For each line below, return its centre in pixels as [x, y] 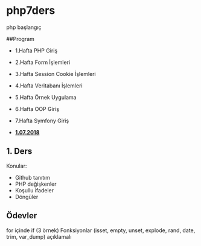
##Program [21, 39]
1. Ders [19, 151]
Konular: [17, 166]
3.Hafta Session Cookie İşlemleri [56, 74]
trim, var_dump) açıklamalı [39, 236]
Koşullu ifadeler [34, 190]
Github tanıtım [32, 177]
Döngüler [27, 197]
